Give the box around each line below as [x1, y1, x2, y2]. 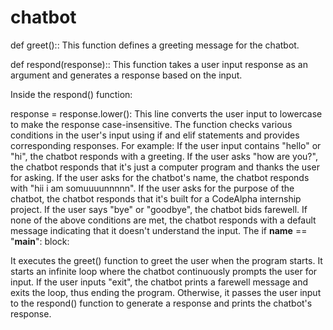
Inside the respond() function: [10, 88, 133, 100]
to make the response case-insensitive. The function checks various [10, 118, 293, 130]
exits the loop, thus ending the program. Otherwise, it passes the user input [10, 286, 322, 298]
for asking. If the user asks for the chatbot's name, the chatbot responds [10, 171, 310, 183]
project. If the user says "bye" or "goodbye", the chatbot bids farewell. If [10, 203, 308, 215]
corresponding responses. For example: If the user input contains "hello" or [10, 139, 322, 151]
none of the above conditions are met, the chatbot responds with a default [10, 214, 317, 226]
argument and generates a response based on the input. [10, 69, 243, 81]
